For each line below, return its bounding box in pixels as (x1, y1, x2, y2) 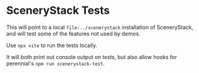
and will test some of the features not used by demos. (6, 30, 141, 37)
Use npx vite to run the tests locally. (6, 42, 98, 49)
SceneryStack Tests (6, 4, 110, 17)
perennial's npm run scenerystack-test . (6, 60, 105, 67)
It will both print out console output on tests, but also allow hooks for (6, 53, 177, 60)
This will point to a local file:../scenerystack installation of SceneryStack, (6, 24, 194, 31)
